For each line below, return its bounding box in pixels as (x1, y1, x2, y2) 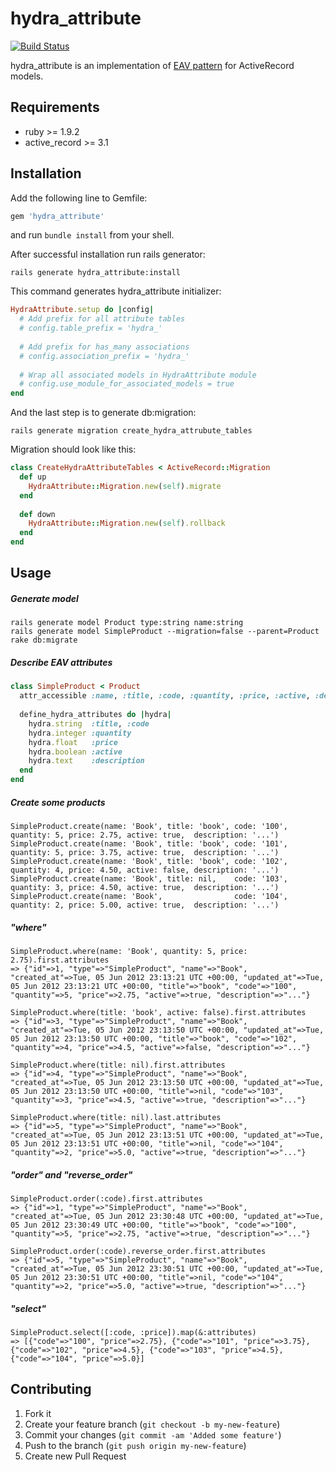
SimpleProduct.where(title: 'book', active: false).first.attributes (10, 1007, 307, 1017)
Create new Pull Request (24, 1450, 127, 1462)
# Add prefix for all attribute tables (19, 314, 186, 324)
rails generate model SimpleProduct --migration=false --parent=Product (10, 627, 320, 637)
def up (19, 472, 47, 482)
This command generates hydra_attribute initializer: (10, 285, 222, 297)
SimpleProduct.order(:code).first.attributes (10, 1193, 203, 1204)
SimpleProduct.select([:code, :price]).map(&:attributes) (10, 1327, 257, 1337)
